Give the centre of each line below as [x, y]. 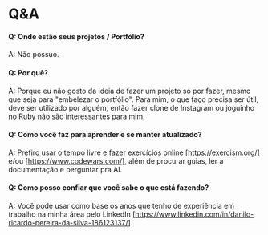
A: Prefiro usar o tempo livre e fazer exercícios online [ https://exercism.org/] [134, 152]
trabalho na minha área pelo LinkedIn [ [72, 214]
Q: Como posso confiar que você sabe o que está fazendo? [109, 188]
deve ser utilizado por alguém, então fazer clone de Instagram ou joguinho [132, 107]
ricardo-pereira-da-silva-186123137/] [69, 223]
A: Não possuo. [34, 55]
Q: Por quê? [28, 72]
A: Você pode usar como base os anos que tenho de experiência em [122, 206]
